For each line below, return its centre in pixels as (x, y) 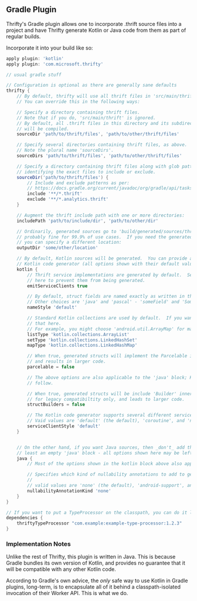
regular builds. (23, 36)
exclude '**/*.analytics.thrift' (68, 200)
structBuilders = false (56, 405)
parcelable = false (51, 367)
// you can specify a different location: (69, 243)
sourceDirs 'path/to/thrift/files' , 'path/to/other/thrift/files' (99, 156)
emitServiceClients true (57, 286)
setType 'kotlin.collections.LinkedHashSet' (82, 340)
